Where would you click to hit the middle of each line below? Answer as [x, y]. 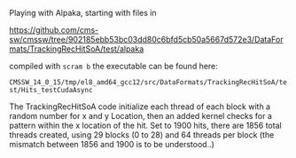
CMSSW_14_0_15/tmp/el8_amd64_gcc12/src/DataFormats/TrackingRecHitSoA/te [148, 83]
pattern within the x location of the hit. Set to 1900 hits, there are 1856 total [145, 125]
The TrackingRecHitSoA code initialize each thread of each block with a [140, 107]
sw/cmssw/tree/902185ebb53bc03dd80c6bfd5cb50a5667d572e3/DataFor [146, 39]
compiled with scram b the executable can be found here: [114, 66]
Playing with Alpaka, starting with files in [83, 13]
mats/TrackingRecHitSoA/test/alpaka [77, 49]
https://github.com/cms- [54, 30]
